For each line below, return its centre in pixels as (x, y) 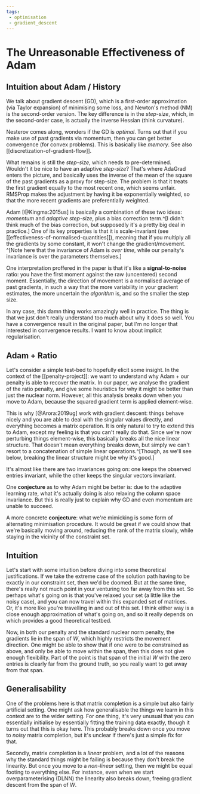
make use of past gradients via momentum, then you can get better (89, 139)
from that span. (25, 670)
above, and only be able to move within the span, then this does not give (95, 651)
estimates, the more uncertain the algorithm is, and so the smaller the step (98, 294)
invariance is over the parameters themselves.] (64, 257)
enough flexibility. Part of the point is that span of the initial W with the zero (99, 658)
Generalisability (36, 689)
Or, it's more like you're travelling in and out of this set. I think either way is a (100, 608)
